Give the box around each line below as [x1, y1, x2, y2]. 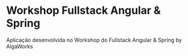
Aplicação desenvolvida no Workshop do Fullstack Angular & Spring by [6, 36, 182, 43]
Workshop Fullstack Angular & [6, 4, 161, 17]
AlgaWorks [6, 43, 33, 50]
